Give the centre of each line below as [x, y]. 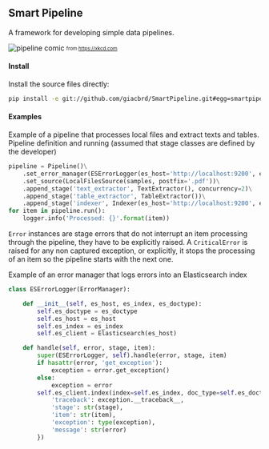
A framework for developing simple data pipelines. [91, 32]
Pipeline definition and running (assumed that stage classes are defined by [132, 143]
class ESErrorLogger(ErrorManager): [69, 290]
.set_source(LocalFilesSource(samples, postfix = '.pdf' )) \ [121, 181]
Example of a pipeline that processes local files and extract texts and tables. [134, 134]
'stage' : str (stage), [87, 407]
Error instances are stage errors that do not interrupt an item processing [128, 234]
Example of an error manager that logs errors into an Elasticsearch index [128, 275]
